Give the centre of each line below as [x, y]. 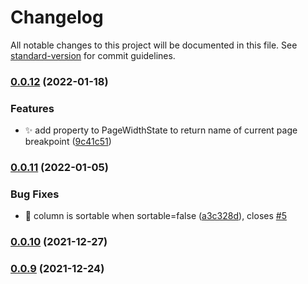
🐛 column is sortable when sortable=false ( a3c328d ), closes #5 [155, 216]
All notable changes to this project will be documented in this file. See [154, 45]
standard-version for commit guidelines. [93, 55]
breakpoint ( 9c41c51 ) [68, 142]
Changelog [57, 17]
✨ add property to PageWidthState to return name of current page [161, 130]
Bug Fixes [35, 194]
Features [32, 108]
